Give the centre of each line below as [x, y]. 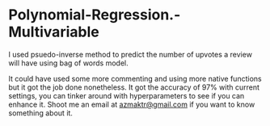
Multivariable [54, 32]
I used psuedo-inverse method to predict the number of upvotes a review [131, 54]
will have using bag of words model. [69, 63]
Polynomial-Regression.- [95, 15]
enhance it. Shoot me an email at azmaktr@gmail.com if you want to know [132, 104]
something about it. [40, 113]
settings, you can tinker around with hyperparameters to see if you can [127, 95]
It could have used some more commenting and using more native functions [135, 78]
